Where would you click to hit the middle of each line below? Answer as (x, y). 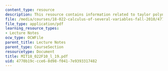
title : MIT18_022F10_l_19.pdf (37, 56)
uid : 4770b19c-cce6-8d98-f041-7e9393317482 (51, 61)
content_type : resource (30, 10)
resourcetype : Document (30, 51)
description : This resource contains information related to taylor (78, 14)
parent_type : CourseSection (34, 47)
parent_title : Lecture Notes (35, 42)
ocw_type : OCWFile (24, 38)
